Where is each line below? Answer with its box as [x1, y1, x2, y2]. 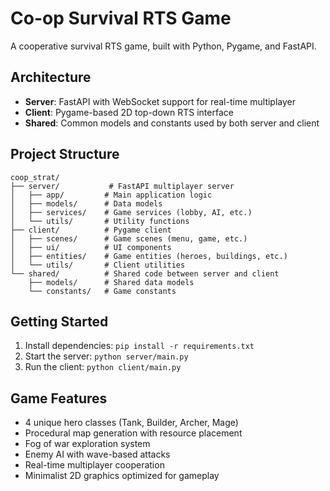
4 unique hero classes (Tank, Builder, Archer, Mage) [24, 417, 239, 429]
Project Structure [10, 146, 120, 163]
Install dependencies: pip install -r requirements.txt [24, 340, 255, 352]
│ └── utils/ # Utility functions [10, 216, 190, 226]
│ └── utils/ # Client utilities [10, 260, 186, 270]
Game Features [10, 390, 108, 407]
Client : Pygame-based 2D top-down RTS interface [24, 106, 234, 118]
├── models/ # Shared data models [28, 277, 195, 287]
